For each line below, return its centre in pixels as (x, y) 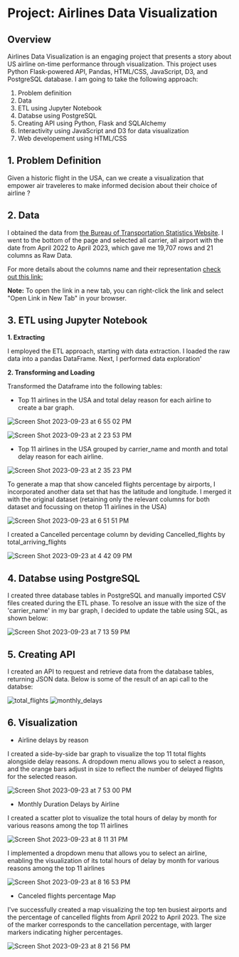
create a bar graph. (46, 408)
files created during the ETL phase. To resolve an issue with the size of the (117, 603)
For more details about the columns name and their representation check (114, 269)
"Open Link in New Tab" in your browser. (67, 298)
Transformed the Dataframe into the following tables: (85, 387)
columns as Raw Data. (40, 255)
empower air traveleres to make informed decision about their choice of (112, 185)
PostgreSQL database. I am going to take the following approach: (103, 79)
